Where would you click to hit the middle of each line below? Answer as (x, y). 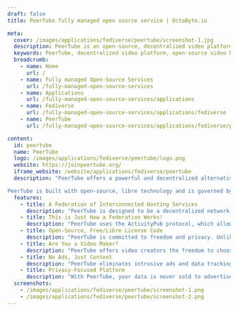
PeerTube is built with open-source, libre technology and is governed (115, 191)
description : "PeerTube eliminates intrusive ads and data (115, 263)
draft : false (27, 14)
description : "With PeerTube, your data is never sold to (113, 277)
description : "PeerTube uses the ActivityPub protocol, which (120, 224)
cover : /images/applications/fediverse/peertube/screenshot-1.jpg (114, 40)
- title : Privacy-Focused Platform (73, 271)
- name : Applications (52, 93)
